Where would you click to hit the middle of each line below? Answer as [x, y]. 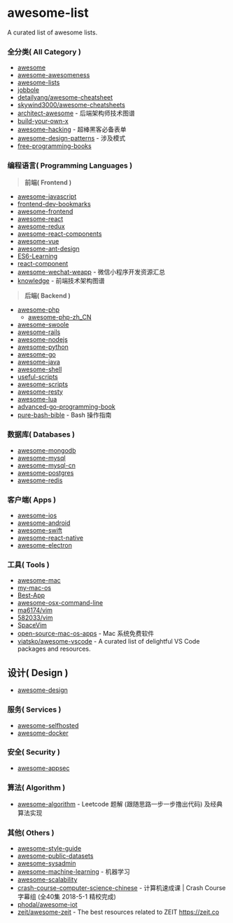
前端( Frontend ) [48, 182]
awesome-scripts [43, 384]
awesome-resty [40, 392]
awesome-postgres [45, 472]
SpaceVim [32, 625]
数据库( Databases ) [41, 434]
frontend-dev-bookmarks [54, 204]
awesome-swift [40, 531]
